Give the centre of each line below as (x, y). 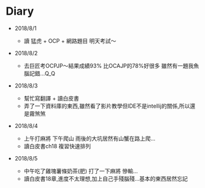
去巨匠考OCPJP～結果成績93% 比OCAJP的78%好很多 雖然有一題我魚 (111, 66)
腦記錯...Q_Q (40, 73)
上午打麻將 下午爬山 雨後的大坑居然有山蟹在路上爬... (90, 138)
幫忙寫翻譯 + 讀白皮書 (51, 98)
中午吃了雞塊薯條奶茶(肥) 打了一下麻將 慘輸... (81, 171)
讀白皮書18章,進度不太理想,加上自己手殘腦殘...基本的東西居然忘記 (106, 178)
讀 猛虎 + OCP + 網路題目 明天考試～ (70, 40)
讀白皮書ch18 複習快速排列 (57, 146)
